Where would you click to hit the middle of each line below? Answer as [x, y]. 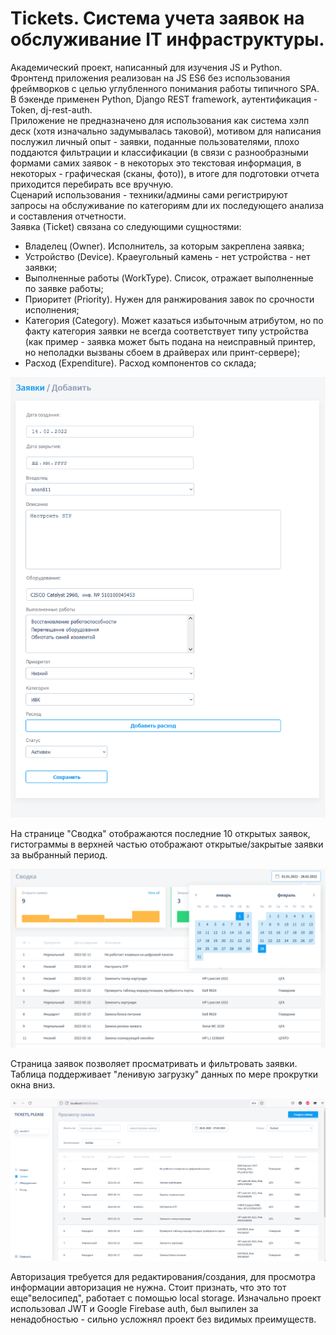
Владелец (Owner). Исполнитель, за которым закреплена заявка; [164, 246]
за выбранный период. [59, 854]
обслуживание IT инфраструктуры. [167, 39]
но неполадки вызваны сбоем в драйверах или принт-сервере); [162, 352]
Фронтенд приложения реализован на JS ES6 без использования [150, 78]
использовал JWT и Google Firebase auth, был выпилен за [134, 1308]
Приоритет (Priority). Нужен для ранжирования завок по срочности [169, 299]
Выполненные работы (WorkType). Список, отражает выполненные [169, 278]
